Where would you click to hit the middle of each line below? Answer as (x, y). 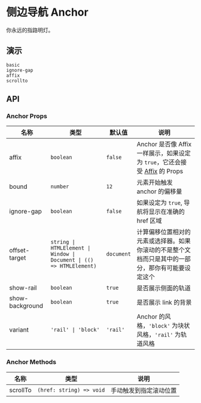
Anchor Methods (31, 362)
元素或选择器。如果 (164, 241)
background (26, 306)
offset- (19, 251)
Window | (63, 254)
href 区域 (149, 221)
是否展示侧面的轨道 (164, 288)
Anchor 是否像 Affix (164, 145)
